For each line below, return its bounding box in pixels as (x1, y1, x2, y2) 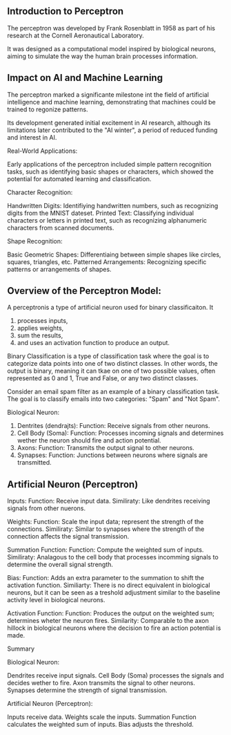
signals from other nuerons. (7, 504, 86, 512)
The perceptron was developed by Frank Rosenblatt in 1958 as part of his (7, 24, 216, 32)
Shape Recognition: (7, 236, 63, 245)
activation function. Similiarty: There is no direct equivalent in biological (7, 581, 210, 590)
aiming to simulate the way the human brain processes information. (7, 52, 199, 60)
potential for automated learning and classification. (7, 174, 152, 183)
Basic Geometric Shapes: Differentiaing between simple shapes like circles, (7, 250, 221, 259)
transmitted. (17, 458, 52, 467)
